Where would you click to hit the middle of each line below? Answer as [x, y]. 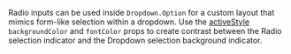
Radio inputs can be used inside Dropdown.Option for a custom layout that [142, 13]
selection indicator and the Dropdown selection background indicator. [135, 40]
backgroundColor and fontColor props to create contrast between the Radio [145, 31]
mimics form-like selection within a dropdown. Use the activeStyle [129, 22]
